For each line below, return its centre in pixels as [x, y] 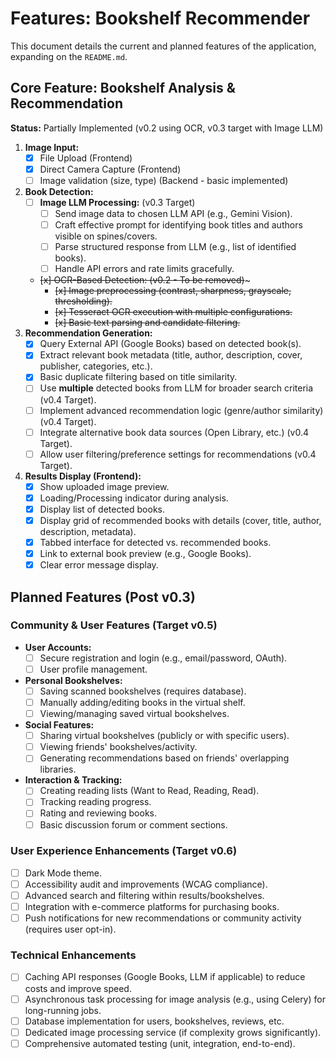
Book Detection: [59, 191]
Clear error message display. [99, 565]
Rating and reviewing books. [98, 813]
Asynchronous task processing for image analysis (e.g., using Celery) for [175, 999]
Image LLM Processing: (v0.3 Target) [117, 202]
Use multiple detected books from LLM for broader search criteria [176, 388]
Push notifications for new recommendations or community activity [163, 918]
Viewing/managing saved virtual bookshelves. [134, 714]
